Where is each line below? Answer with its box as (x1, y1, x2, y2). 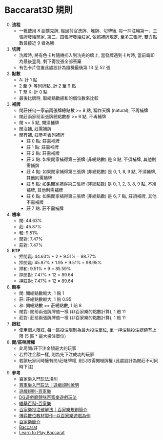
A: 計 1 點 (19, 76, 38, 82)
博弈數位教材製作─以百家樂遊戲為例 (19, 413, 91, 418)
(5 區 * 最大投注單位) (24, 333, 66, 339)
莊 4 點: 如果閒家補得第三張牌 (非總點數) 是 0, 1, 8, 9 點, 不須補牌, (26, 169, 157, 174)
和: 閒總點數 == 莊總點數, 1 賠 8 (19, 302, 82, 308)
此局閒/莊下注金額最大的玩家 (19, 345, 77, 351)
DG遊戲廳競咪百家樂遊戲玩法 (19, 394, 77, 400)
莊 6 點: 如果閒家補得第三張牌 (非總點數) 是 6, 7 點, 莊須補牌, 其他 (26, 193, 157, 199)
